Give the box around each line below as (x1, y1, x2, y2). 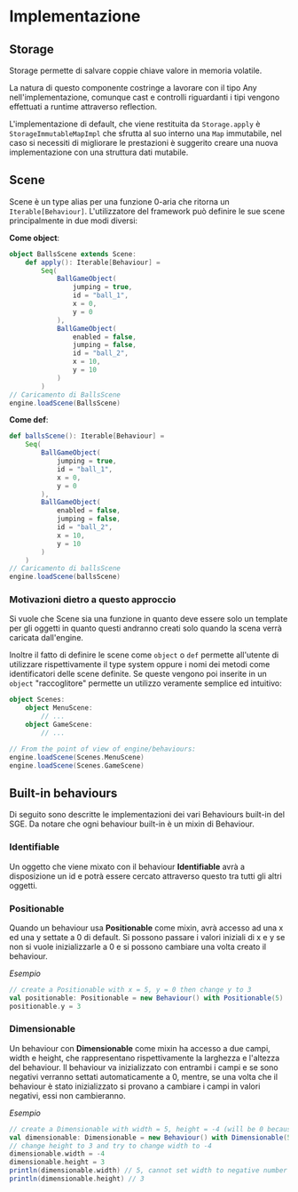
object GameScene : (25, 721, 93, 729)
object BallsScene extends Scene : (9, 249, 137, 259)
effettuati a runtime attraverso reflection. (9, 101, 158, 112)
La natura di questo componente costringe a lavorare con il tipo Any (9, 83, 257, 93)
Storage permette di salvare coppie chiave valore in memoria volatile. (9, 65, 263, 76)
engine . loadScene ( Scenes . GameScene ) (9, 761, 145, 770)
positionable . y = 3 (9, 1002, 82, 1011)
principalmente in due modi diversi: (9, 215, 138, 226)
